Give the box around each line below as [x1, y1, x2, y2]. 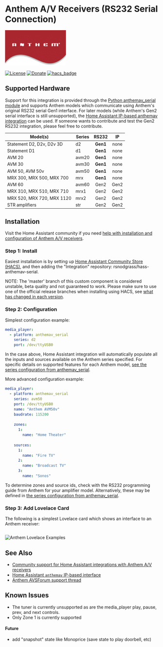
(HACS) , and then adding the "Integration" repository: [5, 264, 113, 270]
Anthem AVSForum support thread [12, 577, 81, 583]
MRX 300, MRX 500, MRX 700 [7, 175, 69, 180]
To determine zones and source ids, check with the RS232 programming [5, 482, 150, 488]
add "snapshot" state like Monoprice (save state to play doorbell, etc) [12, 636, 152, 643]
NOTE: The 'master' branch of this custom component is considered [5, 278, 142, 284]
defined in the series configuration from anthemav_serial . [5, 492, 120, 498]
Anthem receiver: [5, 521, 40, 527]
